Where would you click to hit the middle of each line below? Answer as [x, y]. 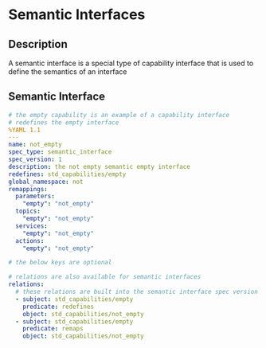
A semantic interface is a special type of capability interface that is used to [131, 63]
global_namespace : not [46, 182]
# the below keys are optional [60, 263]
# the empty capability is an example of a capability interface [119, 115]
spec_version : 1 [35, 160]
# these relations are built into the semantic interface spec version [137, 292]
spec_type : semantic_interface [60, 152]
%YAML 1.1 [25, 130]
